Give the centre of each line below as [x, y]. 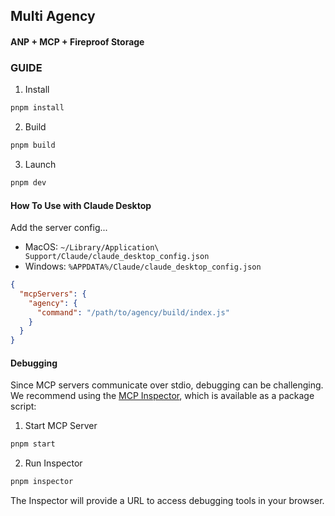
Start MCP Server [61, 426]
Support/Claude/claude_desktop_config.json [117, 257]
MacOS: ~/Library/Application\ [92, 247]
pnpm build [33, 145]
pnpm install [37, 108]
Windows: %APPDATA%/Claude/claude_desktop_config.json [143, 266]
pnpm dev [28, 183]
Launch [40, 165]
